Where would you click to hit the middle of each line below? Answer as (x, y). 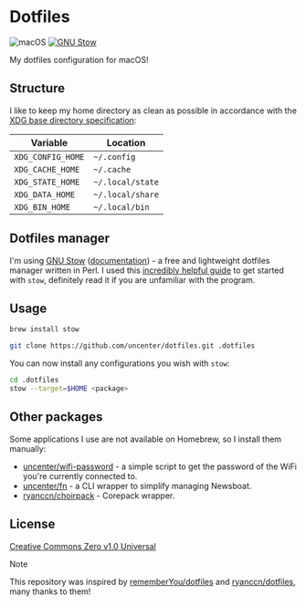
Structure (37, 89)
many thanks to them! (50, 591)
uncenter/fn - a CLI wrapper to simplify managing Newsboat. (137, 486)
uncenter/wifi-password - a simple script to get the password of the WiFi (159, 466)
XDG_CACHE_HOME (47, 169)
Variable (49, 142)
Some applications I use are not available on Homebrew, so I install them (145, 439)
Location (126, 142)
